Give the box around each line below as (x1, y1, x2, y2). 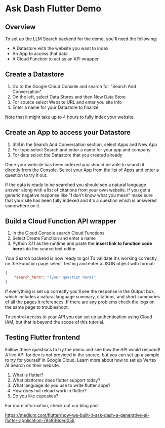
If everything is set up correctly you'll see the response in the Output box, (5, 288, 155, 294)
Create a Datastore (5, 70, 64, 79)
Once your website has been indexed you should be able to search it (5, 161, 145, 167)
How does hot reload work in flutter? (12, 387, 87, 393)
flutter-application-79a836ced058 (5, 417, 75, 423)
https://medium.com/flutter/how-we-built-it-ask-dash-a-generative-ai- (5, 412, 150, 418)
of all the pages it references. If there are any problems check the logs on (5, 299, 155, 305)
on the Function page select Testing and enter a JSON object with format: (5, 261, 155, 267)
